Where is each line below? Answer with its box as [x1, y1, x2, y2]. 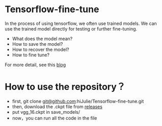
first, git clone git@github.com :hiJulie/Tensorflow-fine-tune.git [12, 98, 144, 104]
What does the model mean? [12, 36, 73, 42]
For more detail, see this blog [5, 61, 66, 68]
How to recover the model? [12, 46, 69, 52]
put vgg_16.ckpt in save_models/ [12, 109, 80, 115]
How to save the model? [12, 41, 63, 47]
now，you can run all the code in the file [12, 115, 97, 121]
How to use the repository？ [5, 81, 126, 92]
